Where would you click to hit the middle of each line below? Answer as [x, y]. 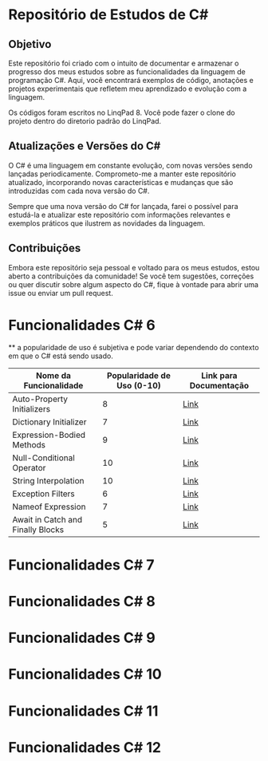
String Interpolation [48, 480]
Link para [219, 375]
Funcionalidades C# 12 [85, 747]
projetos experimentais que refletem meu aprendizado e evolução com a [128, 89]
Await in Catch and [47, 519]
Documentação [219, 385]
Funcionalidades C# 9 [82, 638]
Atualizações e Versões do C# [85, 146]
